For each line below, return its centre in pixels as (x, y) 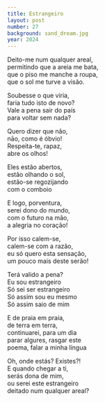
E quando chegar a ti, (38, 368)
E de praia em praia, (36, 318)
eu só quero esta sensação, (47, 254)
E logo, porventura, (35, 203)
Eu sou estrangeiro (34, 282)
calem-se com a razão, (40, 246)
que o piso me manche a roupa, (53, 75)
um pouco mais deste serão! (48, 261)
